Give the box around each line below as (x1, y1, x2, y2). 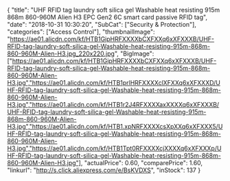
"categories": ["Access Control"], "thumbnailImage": (7, 27, 156, 36)
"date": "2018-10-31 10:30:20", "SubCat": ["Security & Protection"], (7, 21, 197, 28)
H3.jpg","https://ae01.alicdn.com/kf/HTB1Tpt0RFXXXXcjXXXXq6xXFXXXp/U (7, 144, 222, 152)
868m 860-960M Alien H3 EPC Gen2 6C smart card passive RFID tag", (7, 13, 208, 21)
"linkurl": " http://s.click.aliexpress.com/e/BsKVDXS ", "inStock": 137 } (7, 166, 201, 174)
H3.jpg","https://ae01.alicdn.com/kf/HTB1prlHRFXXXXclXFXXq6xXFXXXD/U (7, 79, 221, 86)
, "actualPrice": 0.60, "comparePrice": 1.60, (80, 159, 203, 167)
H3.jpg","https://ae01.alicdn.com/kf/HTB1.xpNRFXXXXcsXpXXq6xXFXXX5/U (7, 123, 223, 130)
